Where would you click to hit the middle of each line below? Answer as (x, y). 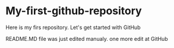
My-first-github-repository (74, 11)
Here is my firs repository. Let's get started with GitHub (73, 27)
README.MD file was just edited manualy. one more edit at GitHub (87, 39)
